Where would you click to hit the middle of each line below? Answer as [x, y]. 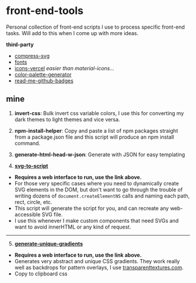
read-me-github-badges [44, 81]
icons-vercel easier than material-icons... [64, 68]
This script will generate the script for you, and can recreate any [92, 208]
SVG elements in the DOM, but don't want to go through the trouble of [98, 189]
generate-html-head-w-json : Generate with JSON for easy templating [100, 154]
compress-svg [32, 56]
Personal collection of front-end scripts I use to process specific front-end [95, 27]
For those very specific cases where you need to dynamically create [97, 183]
